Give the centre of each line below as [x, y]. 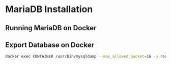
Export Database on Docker [50, 45]
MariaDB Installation [49, 9]
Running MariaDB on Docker [51, 28]
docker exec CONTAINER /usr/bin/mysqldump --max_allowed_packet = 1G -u [82, 56]
